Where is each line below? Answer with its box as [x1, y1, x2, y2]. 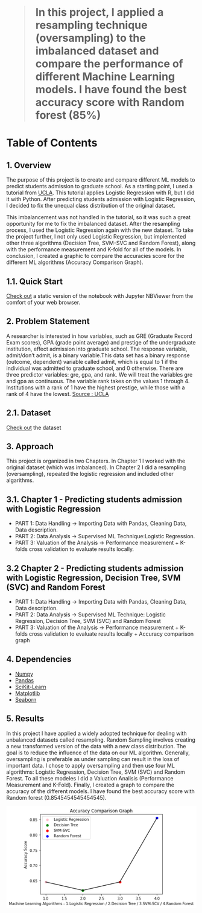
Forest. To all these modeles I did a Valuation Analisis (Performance [6, 774, 174, 782]
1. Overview [6, 160, 51, 170]
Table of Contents [6, 136, 98, 150]
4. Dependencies [6, 654, 72, 665]
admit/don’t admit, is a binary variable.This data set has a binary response [6, 351, 190, 359]
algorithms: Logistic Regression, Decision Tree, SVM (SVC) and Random [6, 768, 185, 776]
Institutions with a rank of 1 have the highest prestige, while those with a [6, 384, 185, 391]
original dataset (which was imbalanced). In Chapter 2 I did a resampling [6, 464, 186, 471]
